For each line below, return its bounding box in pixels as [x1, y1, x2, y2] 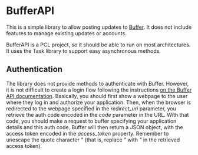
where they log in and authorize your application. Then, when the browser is [6, 99, 192, 106]
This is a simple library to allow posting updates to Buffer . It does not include [6, 23, 192, 31]
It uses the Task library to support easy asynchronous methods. [6, 47, 161, 54]
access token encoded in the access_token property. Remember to [6, 130, 169, 137]
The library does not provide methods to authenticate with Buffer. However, [6, 80, 189, 87]
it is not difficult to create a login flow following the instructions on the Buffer [6, 86, 192, 93]
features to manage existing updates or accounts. [6, 29, 127, 36]
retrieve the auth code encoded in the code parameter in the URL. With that [6, 111, 189, 118]
